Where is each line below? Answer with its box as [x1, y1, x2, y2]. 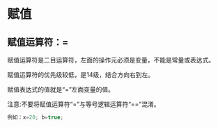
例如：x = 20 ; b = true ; [7, 114, 64, 121]
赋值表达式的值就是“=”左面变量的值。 [7, 85, 115, 94]
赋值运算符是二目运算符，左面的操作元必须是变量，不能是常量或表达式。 [7, 56, 215, 64]
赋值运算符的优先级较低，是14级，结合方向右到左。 [7, 71, 155, 78]
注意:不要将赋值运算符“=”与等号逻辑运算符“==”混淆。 [7, 100, 160, 108]
